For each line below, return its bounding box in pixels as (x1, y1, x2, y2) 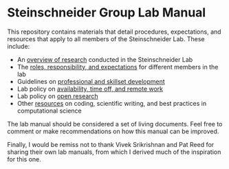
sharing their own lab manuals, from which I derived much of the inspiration (7, 148, 221, 156)
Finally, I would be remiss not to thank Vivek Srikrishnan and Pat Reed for (7, 140, 215, 148)
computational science (17, 106, 83, 115)
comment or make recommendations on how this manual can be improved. (7, 127, 219, 135)
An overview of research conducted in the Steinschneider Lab (17, 55, 193, 63)
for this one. (7, 155, 41, 163)
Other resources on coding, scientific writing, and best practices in (17, 99, 207, 107)
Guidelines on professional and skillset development (17, 77, 165, 85)
